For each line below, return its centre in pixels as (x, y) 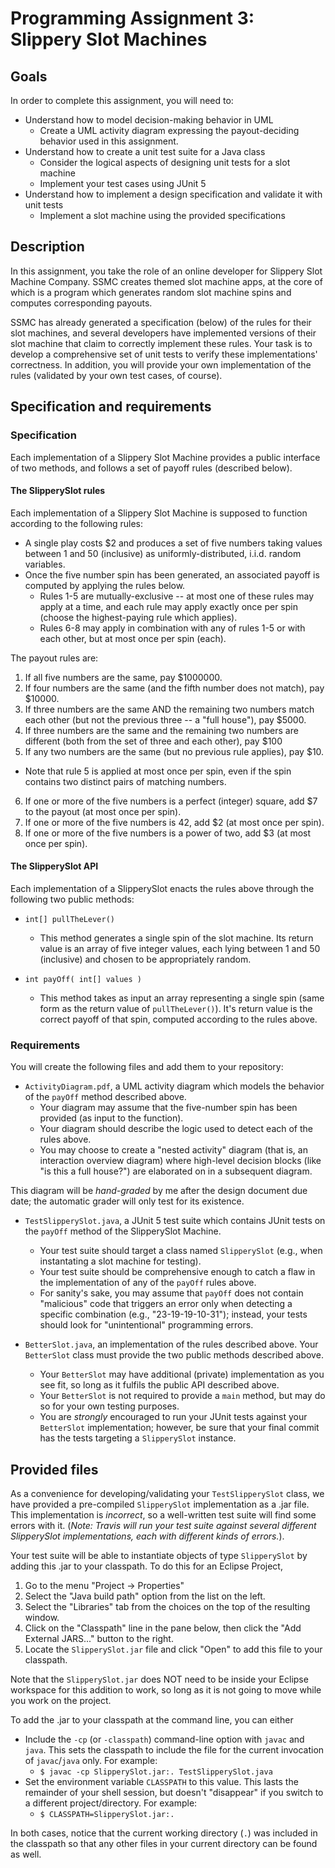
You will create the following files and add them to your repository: (147, 1067)
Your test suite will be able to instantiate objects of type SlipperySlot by (159, 1556)
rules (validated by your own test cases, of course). (116, 375)
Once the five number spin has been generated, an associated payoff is (172, 574)
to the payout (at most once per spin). (103, 811)
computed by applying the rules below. (105, 585)
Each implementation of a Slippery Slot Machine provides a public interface (165, 457)
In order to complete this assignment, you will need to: (122, 100)
